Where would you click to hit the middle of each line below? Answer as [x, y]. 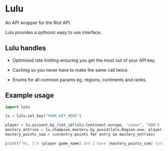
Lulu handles [26, 48]
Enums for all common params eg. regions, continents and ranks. [79, 80]
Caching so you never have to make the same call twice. [70, 70]
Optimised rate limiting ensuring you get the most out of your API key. [84, 60]
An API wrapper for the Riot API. [38, 23]
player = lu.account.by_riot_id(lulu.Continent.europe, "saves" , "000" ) [82, 125]
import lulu [17, 107]
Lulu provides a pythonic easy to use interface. [53, 32]
